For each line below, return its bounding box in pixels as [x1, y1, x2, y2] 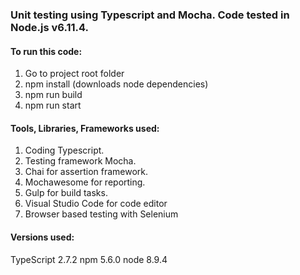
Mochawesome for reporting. [24, 176, 146, 188]
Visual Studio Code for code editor [24, 198, 168, 210]
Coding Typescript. [24, 144, 105, 157]
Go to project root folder [24, 68, 125, 80]
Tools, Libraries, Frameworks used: [10, 122, 160, 134]
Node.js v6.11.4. [10, 20, 89, 34]
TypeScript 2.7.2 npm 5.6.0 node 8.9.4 [10, 253, 168, 265]
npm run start [24, 99, 82, 112]
